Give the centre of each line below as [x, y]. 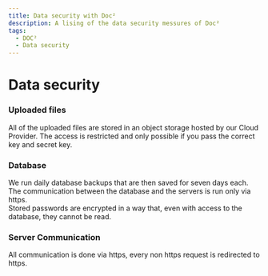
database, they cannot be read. [60, 216]
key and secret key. [40, 144]
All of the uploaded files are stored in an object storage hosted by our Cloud [133, 127]
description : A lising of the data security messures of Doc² [114, 23]
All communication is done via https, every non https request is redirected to [134, 255]
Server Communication [54, 237]
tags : [17, 30]
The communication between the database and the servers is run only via [130, 191]
